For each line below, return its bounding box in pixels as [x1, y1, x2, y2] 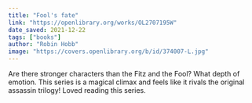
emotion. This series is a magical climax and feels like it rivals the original [8, 77, 245, 87]
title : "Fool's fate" [8, 11, 79, 20]
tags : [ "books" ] [8, 33, 61, 41]
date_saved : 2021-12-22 [8, 26, 86, 34]
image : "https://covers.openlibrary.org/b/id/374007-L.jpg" [8, 48, 210, 55]
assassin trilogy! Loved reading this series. [8, 86, 147, 94]
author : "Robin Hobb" [8, 41, 79, 48]
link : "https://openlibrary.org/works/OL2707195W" [8, 19, 177, 27]
